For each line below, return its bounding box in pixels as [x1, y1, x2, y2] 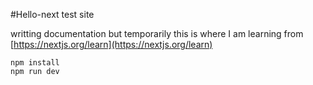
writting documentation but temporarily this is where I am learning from [10, 28, 304, 39]
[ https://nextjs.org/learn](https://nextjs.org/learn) [10, 39, 213, 50]
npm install [10, 58, 60, 68]
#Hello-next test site [10, 9, 95, 20]
